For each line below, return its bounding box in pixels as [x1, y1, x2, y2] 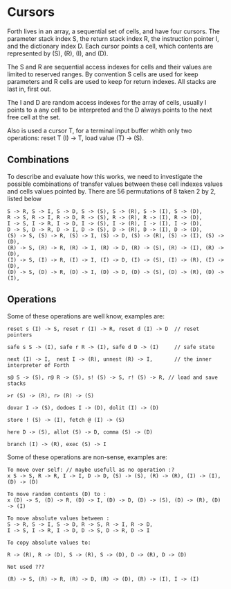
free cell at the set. [7, 112, 61, 121]
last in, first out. [7, 85, 52, 93]
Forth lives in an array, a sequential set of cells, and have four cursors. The [7, 27, 220, 35]
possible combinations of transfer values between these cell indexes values [7, 180, 223, 188]
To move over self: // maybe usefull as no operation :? [7, 466, 175, 473]
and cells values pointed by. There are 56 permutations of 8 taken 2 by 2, [7, 187, 216, 195]
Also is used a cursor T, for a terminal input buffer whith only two [7, 126, 192, 135]
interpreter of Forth [7, 361, 70, 368]
